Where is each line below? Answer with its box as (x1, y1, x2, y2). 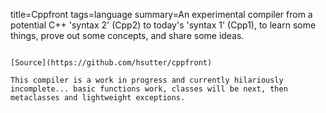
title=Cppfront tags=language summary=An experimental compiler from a (10, 9, 313, 20)
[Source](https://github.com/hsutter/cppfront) (10, 58, 213, 68)
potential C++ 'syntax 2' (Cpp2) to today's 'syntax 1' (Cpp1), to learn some (10, 19, 317, 31)
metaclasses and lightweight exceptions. (10, 93, 186, 103)
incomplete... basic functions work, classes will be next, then (10, 84, 288, 94)
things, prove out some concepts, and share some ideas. (10, 30, 245, 41)
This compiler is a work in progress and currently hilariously (10, 75, 284, 85)
